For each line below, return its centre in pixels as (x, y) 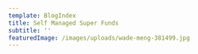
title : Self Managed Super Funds (64, 23)
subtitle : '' (30, 30)
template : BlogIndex (43, 15)
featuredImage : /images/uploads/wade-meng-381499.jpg (99, 38)
